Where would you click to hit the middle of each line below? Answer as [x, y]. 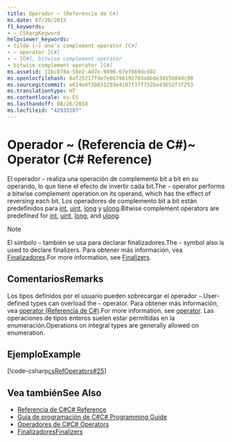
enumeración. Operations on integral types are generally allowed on [103, 325]
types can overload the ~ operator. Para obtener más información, [125, 303]
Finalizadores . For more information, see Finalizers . [79, 257]
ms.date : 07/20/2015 [37, 20]
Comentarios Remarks [55, 279]
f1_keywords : [26, 26]
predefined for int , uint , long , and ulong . [64, 215]
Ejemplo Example [44, 354]
